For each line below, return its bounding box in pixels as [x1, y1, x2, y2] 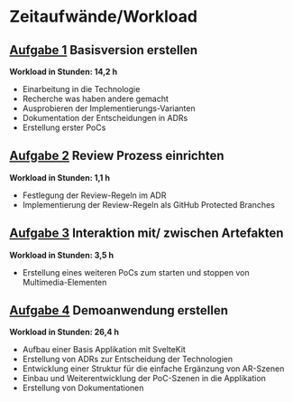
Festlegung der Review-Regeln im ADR [22, 190, 167, 201]
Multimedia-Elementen [22, 276, 107, 287]
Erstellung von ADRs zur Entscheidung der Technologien [22, 354, 233, 365]
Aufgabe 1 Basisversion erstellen [9, 42, 198, 58]
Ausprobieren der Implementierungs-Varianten [22, 103, 196, 114]
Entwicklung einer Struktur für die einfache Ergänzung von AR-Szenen [22, 363, 285, 374]
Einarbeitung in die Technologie [22, 84, 141, 94]
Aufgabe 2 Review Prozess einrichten [9, 148, 224, 164]
